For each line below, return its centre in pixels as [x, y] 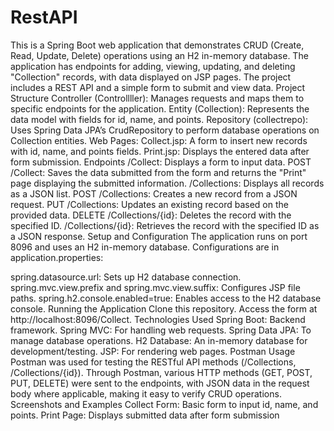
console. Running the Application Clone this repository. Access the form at [164, 308]
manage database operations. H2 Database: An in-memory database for [159, 340]
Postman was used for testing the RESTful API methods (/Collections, [153, 362]
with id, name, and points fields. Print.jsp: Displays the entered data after [160, 151]
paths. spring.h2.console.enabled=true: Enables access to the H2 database [166, 298]
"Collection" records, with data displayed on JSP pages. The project [151, 77]
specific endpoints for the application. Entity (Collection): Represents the [160, 108]
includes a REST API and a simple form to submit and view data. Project [158, 87]
